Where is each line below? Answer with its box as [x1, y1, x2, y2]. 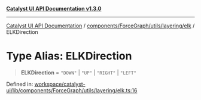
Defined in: [6, 80, 33, 87]
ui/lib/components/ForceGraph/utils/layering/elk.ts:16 [6, 86, 138, 94]
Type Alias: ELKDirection [6, 49, 132, 63]
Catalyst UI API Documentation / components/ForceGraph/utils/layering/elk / [6, 22, 195, 29]
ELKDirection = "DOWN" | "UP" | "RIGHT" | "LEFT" [20, 68, 136, 76]
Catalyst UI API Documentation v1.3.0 [6, 5, 102, 12]
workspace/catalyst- [34, 80, 86, 87]
